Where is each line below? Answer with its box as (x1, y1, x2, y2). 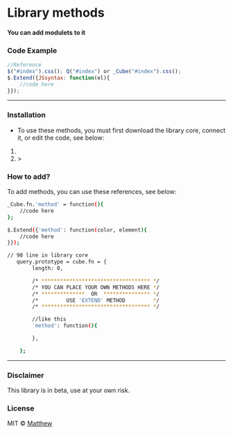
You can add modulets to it (7, 28, 85, 36)
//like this (32, 316, 67, 323)
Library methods (7, 5, 105, 21)
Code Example (7, 45, 58, 55)
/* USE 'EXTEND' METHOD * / (32, 297, 159, 304)
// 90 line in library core (7, 252, 89, 259)
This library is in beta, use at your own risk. (7, 386, 130, 394)
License (7, 403, 35, 413)
